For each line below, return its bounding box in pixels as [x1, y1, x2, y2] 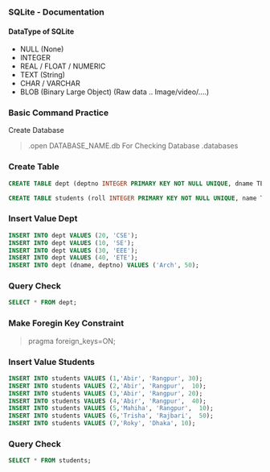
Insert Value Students [8, 356, 95, 367]
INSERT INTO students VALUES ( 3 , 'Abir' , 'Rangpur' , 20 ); [8, 389, 203, 397]
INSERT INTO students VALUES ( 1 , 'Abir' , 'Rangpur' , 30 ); [8, 374, 203, 383]
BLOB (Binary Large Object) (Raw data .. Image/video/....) [19, 87, 210, 97]
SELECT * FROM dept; [8, 299, 78, 307]
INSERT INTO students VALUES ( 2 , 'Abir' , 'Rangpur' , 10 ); [8, 382, 207, 390]
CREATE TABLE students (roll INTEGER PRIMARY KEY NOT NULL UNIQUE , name [8, 194, 257, 202]
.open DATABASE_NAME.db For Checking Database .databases [27, 141, 239, 151]
